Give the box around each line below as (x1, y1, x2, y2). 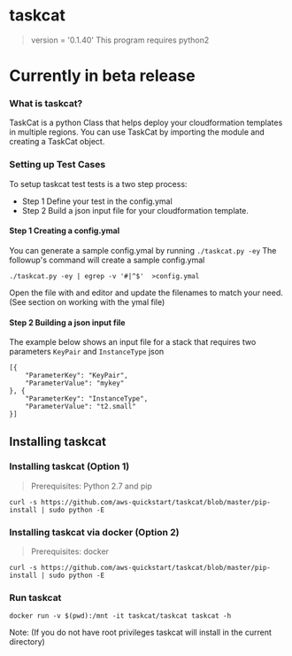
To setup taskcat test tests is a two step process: (9, 178, 188, 189)
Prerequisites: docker (30, 546, 109, 557)
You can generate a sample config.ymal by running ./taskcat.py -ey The (9, 245, 277, 255)
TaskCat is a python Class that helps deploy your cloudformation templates (9, 117, 283, 129)
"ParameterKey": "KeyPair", (25, 371, 128, 380)
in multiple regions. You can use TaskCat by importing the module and (9, 127, 265, 137)
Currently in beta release (9, 66, 196, 86)
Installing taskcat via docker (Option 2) (9, 526, 180, 538)
